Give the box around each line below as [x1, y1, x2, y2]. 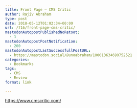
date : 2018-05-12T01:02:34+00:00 [5, 21, 73, 26]
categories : [5, 57, 29, 62]
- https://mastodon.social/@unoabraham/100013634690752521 [9, 52, 133, 58]
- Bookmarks [9, 62, 34, 66]
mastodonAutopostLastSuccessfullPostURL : [5, 48, 91, 53]
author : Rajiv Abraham [5, 12, 51, 17]
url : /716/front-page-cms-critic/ [5, 25, 76, 30]
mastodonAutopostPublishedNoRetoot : [5, 30, 80, 35]
